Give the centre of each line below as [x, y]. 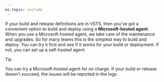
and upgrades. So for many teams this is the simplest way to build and [76, 39]
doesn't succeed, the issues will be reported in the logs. [62, 74]
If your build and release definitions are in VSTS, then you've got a [72, 24]
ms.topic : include [24, 10]
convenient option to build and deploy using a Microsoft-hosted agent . [77, 29]
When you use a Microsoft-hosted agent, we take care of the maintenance [80, 34]
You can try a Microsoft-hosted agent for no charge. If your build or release [81, 69]
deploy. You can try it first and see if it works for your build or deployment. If [82, 44]
